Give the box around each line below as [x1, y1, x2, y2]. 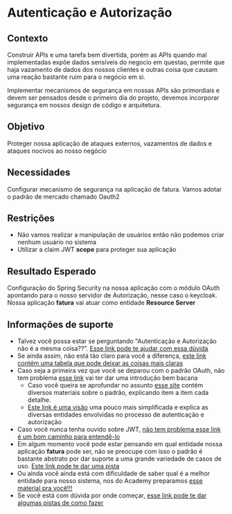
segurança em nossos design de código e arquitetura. [7, 101, 161, 109]
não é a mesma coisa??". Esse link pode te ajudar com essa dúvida [17, 345, 208, 353]
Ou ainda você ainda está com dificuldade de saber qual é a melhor [17, 469, 211, 478]
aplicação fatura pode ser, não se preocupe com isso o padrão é [17, 448, 203, 456]
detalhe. [27, 396, 51, 404]
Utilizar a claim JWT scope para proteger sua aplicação [17, 246, 177, 254]
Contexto [7, 33, 48, 44]
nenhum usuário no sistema [17, 238, 97, 246]
